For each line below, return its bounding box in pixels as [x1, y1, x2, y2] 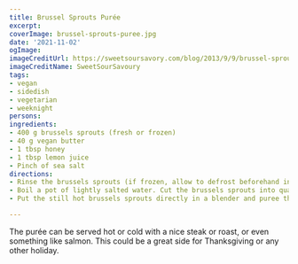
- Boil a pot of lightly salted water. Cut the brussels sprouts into [9, 186, 276, 195]
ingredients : [9, 120, 58, 129]
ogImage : [9, 46, 42, 55]
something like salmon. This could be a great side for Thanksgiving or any [9, 236, 279, 246]
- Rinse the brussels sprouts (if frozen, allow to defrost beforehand [9, 178, 279, 187]
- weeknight [9, 104, 53, 113]
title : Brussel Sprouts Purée [9, 12, 122, 22]
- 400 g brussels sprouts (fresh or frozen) [9, 128, 176, 137]
